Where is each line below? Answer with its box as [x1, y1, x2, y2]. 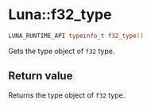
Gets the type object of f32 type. [8, 46, 115, 56]
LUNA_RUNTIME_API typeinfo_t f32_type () [8, 32, 145, 40]
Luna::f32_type [8, 6, 112, 24]
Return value [8, 69, 73, 83]
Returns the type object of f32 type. [8, 90, 126, 100]
